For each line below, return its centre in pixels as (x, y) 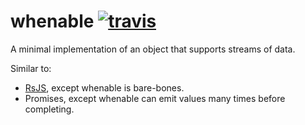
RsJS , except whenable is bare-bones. (104, 87)
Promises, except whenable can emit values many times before (155, 98)
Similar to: (31, 68)
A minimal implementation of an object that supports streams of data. (153, 49)
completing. (49, 109)
